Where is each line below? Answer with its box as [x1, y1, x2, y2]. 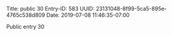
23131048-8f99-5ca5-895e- [96, 5, 167, 12]
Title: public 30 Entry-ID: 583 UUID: [6, 5, 95, 12]
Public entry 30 [6, 23, 45, 30]
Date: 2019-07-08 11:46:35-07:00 [46, 11, 130, 19]
